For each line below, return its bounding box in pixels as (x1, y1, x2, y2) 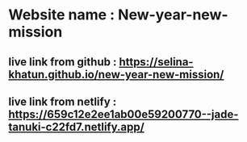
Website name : (8, 6, 115, 24)
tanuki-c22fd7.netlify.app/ (8, 119, 145, 134)
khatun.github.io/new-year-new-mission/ (8, 67, 224, 81)
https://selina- (119, 55, 194, 69)
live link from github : (8, 55, 117, 69)
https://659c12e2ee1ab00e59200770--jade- (8, 107, 239, 121)
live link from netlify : (8, 94, 117, 108)
